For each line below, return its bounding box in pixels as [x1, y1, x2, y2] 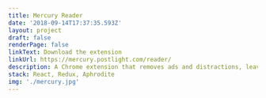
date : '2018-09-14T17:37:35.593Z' [8, 19, 123, 27]
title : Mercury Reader [8, 11, 83, 20]
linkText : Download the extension [8, 48, 123, 56]
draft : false [8, 33, 51, 42]
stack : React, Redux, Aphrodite [8, 70, 115, 78]
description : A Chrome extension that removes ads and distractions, [8, 63, 243, 71]
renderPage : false [8, 41, 69, 49]
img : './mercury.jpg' [8, 77, 80, 85]
